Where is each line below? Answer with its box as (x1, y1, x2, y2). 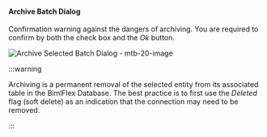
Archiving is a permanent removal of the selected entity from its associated (8, 80, 259, 89)
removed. (8, 106, 40, 115)
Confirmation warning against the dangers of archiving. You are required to (8, 24, 259, 34)
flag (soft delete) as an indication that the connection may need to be (8, 97, 239, 106)
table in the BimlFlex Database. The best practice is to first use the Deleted (8, 89, 257, 98)
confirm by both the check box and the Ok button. (8, 33, 176, 43)
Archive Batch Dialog (8, 6, 81, 16)
